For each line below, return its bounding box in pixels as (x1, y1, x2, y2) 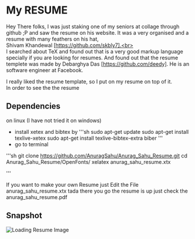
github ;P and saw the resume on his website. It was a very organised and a (6, 29, 189, 36)
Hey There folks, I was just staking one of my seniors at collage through (6, 23, 180, 30)
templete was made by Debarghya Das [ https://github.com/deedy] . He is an (6, 60, 190, 68)
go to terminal (14, 140, 49, 147)
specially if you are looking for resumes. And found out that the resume (6, 54, 179, 61)
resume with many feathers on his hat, (6, 35, 99, 42)
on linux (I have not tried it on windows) (6, 117, 102, 124)
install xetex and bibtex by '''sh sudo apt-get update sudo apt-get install (14, 128, 189, 135)
